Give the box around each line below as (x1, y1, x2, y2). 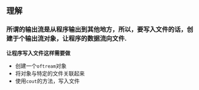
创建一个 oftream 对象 (15, 62, 67, 69)
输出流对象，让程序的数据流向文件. (25, 34, 127, 43)
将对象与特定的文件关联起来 (15, 69, 85, 77)
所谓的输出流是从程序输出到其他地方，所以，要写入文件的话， (6, 25, 187, 34)
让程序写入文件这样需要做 (6, 49, 71, 56)
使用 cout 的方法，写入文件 (15, 77, 80, 85)
